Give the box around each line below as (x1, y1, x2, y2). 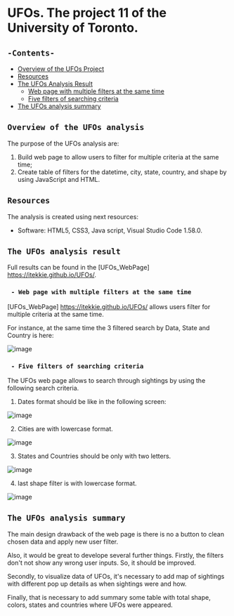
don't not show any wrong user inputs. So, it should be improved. (7, 558, 197, 567)
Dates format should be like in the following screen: (17, 398, 167, 406)
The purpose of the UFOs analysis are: (7, 139, 119, 148)
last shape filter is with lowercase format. (17, 479, 137, 487)
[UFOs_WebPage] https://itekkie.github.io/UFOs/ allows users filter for (7, 302, 211, 310)
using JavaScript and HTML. (17, 175, 100, 183)
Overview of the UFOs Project (17, 65, 105, 73)
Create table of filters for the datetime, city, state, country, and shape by (17, 167, 227, 176)
